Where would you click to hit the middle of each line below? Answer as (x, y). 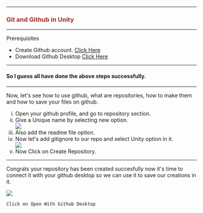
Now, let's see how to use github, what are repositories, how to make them (99, 95)
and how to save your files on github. (52, 102)
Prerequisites (23, 38)
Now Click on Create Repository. (56, 151)
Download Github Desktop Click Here (61, 57)
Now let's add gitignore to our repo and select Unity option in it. (94, 139)
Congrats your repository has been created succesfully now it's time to (95, 169)
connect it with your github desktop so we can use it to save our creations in (101, 175)
